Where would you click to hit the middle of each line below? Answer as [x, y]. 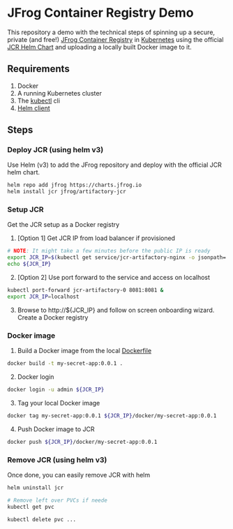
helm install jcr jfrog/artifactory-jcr [67, 192]
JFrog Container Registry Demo [100, 13]
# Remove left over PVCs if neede [58, 500]
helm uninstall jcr [36, 487]
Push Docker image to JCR [56, 429]
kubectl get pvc [31, 507]
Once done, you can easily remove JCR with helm [79, 475]
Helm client [33, 108]
